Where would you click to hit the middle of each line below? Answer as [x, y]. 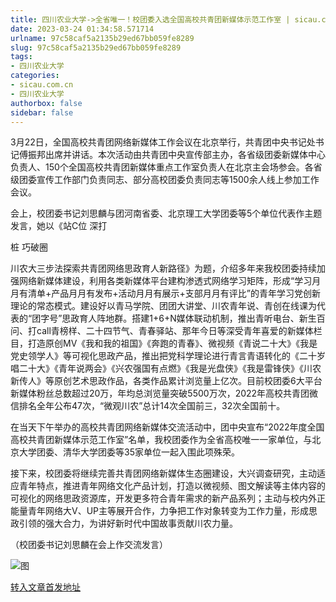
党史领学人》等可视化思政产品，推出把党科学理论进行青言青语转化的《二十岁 [168, 356]
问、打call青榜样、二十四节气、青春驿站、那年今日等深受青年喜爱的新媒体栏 [166, 331]
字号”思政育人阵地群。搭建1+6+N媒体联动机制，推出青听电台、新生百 [183, 318]
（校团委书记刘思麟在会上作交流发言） [89, 545]
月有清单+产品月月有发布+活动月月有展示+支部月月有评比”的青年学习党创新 [165, 293]
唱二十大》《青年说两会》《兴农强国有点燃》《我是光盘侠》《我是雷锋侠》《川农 [166, 368]
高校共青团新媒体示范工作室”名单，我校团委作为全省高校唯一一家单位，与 [161, 440]
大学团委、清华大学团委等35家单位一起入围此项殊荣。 [129, 452]
